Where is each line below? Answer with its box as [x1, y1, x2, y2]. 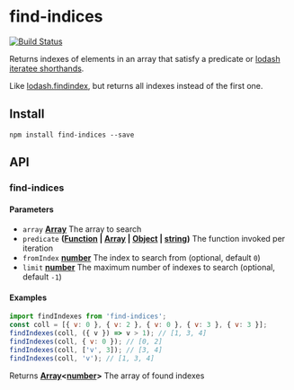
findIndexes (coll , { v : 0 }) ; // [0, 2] [9, 337, 164, 347]
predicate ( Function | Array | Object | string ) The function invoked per [22, 234, 286, 244]
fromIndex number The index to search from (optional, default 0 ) [22, 253, 261, 263]
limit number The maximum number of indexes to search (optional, [22, 262, 276, 273]
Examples [9, 292, 48, 303]
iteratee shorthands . [9, 63, 85, 74]
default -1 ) [22, 271, 63, 282]
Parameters [9, 204, 54, 215]
